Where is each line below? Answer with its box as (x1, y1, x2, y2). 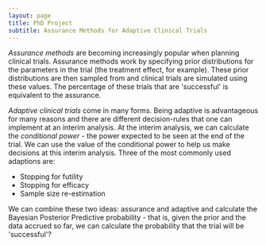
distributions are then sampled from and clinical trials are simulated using (8, 73, 248, 84)
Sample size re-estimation (19, 189, 106, 199)
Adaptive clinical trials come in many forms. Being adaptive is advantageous (8, 106, 259, 115)
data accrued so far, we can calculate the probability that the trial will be (8, 221, 245, 231)
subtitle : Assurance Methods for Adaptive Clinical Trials (8, 26, 208, 34)
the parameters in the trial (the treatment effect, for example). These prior (8, 65, 249, 75)
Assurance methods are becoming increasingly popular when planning (8, 49, 240, 58)
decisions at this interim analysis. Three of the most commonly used (8, 148, 232, 157)
